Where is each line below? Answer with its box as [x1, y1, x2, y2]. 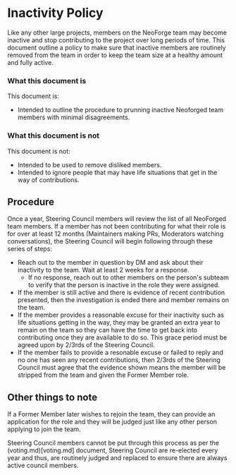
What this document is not [7, 131, 100, 140]
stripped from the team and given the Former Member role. [17, 371, 189, 379]
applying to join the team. [7, 425, 81, 433]
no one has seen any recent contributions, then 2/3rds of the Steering [17, 356, 221, 364]
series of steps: [7, 245, 53, 253]
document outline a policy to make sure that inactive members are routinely [7, 43, 227, 52]
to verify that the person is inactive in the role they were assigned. [27, 281, 221, 289]
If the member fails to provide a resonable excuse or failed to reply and [17, 348, 223, 357]
